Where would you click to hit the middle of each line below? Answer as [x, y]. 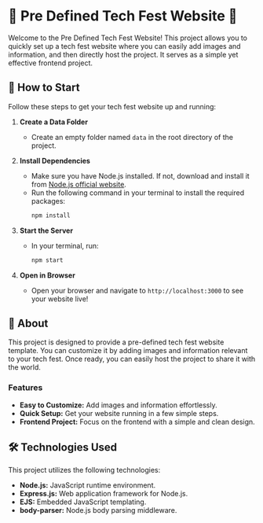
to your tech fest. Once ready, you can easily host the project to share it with [132, 359]
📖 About [28, 323]
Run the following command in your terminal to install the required [138, 193]
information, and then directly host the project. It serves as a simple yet [123, 54]
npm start [47, 260]
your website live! [60, 299]
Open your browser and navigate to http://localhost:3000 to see [137, 290]
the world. [25, 367]
